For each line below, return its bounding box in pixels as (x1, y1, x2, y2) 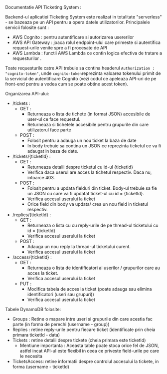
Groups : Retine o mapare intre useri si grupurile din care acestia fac (12, 316, 153, 322)
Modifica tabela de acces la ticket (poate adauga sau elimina (27, 286, 152, 292)
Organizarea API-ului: (5, 91, 49, 96)
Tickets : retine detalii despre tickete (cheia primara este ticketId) (12, 337, 146, 343)
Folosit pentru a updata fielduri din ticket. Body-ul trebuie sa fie (27, 185, 157, 191)
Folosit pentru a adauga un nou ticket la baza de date (27, 137, 137, 143)
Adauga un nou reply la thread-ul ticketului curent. (27, 244, 131, 249)
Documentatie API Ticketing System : (5, 4, 82, 10)
